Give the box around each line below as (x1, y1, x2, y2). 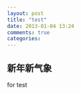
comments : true (7, 29, 50, 36)
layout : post (7, 10, 44, 17)
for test (7, 80, 27, 89)
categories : (7, 35, 41, 42)
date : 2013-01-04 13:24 (7, 22, 75, 29)
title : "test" (7, 16, 48, 23)
